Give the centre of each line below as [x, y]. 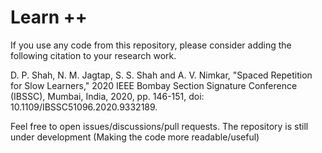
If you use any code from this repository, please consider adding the [151, 45]
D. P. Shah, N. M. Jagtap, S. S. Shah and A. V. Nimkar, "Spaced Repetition [161, 75]
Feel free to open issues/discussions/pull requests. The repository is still [159, 126]
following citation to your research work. [93, 55]
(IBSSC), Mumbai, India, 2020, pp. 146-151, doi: [107, 96]
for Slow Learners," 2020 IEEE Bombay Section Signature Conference [154, 85]
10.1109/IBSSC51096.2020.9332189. [84, 107]
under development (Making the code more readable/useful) [135, 137]
